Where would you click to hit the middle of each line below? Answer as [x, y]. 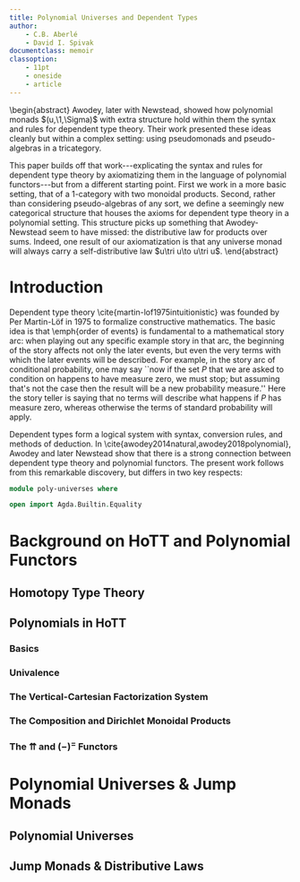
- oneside [44, 76]
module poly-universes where [64, 489]
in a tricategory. [73, 148]
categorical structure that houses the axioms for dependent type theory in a [149, 212]
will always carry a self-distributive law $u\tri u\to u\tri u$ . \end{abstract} [144, 251]
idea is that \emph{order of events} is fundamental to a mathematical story [147, 331]
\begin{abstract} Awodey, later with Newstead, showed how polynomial [141, 109]
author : [24, 26]
